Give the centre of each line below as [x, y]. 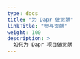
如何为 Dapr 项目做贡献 [43, 45]
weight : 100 [24, 32]
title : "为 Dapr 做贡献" [40, 20]
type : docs [23, 13]
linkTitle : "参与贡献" [37, 26]
